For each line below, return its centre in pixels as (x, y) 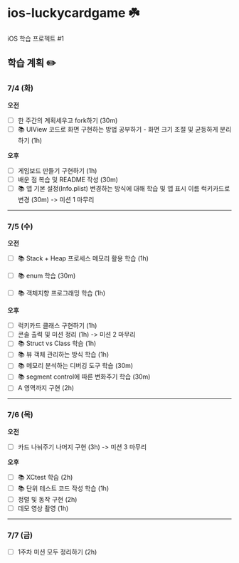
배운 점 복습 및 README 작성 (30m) (68, 179)
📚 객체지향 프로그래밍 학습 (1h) (62, 293)
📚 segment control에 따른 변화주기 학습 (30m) (84, 377)
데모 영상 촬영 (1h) (43, 508)
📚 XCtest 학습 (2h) (45, 477)
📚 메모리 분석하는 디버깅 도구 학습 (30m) (75, 366)
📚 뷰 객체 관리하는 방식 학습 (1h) (63, 354)
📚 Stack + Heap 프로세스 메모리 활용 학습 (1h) (83, 258)
